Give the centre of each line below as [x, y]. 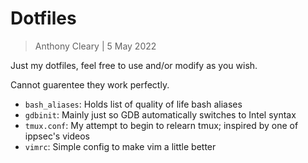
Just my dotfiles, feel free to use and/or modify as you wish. [134, 65]
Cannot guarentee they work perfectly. [90, 84]
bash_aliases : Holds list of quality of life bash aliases [133, 104]
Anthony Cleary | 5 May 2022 [95, 46]
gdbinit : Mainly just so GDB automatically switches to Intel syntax [160, 114]
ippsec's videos [57, 136]
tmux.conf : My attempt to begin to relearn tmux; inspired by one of [161, 125]
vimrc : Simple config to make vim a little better [120, 146]
